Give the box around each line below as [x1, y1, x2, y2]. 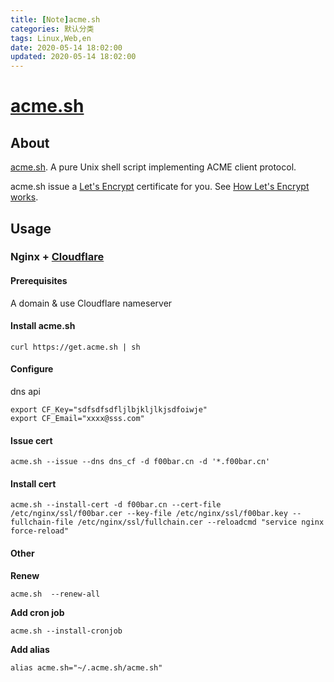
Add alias [10, 643, 50, 655]
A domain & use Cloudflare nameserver [10, 297, 173, 309]
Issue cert [10, 434, 53, 446]
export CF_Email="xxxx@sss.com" [10, 414, 145, 424]
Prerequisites [10, 275, 68, 287]
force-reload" [10, 526, 70, 536]
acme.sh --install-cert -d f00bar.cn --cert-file [10, 500, 222, 510]
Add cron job [10, 606, 65, 618]
